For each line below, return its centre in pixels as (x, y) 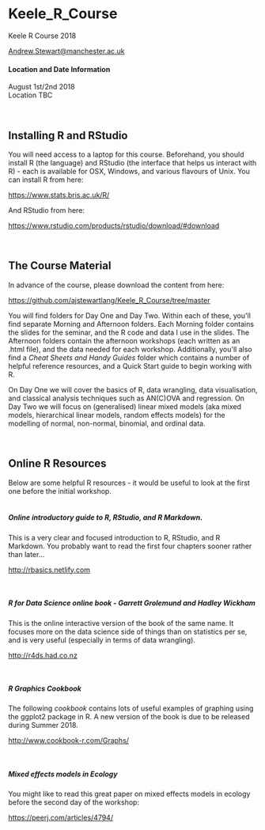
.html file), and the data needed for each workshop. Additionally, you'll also (130, 349)
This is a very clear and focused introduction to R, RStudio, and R (114, 537)
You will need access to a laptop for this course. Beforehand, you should (126, 154)
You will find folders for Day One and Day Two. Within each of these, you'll (130, 315)
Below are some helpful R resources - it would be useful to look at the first (129, 483)
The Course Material (60, 266)
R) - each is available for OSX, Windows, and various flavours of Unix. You (129, 171)
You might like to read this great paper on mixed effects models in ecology (129, 794)
